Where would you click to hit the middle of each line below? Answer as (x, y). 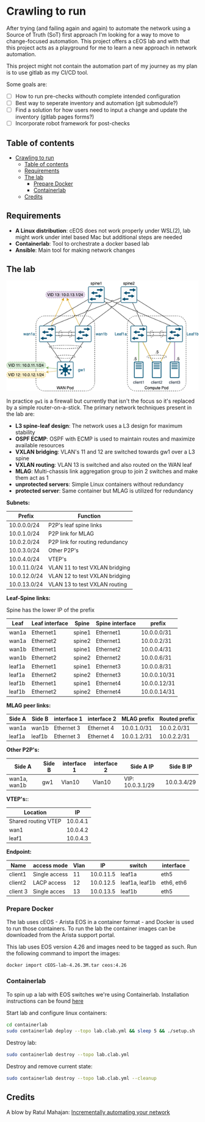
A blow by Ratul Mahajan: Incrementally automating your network (88, 1112)
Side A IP (142, 767)
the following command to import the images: (63, 953)
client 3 (18, 891)
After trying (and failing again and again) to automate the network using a (99, 28)
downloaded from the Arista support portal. (61, 935)
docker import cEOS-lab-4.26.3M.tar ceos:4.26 (67, 966)
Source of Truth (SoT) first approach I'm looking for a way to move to (93, 34)
